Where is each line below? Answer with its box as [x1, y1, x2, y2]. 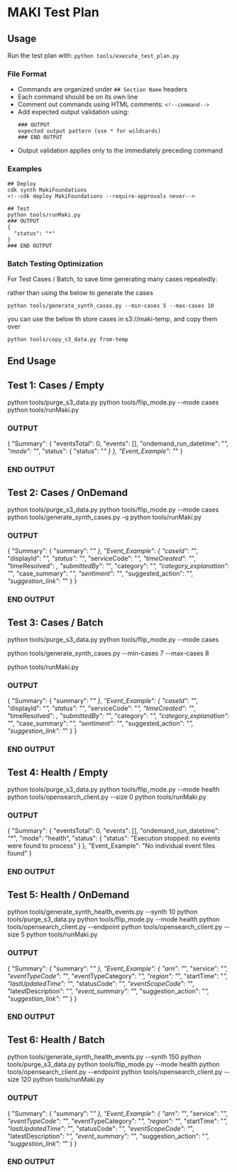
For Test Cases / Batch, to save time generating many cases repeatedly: [7, 275, 218, 283]
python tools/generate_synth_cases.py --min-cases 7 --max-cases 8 [7, 649, 209, 658]
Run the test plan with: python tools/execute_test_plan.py [7, 51, 180, 60]
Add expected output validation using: [17, 108, 129, 116]
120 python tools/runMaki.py [21, 1076, 104, 1084]
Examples [7, 164, 43, 174]
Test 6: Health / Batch [7, 1034, 105, 1046]
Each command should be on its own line [17, 93, 138, 101]
